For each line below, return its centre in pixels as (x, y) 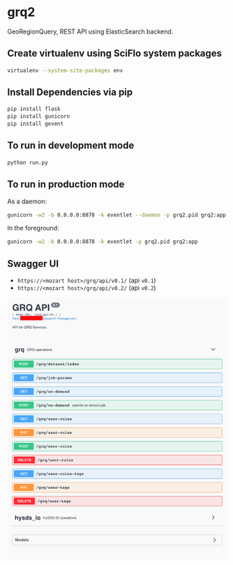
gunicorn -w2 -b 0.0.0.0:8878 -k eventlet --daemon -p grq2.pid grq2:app (117, 215)
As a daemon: (27, 201)
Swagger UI (33, 264)
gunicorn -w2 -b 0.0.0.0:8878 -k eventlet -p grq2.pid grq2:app (103, 242)
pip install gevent (36, 124)
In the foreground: (33, 228)
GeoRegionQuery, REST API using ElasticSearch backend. (90, 31)
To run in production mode (66, 185)
